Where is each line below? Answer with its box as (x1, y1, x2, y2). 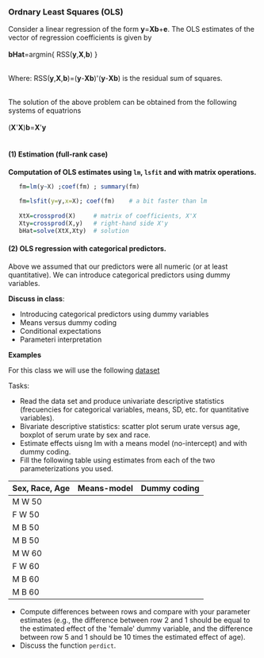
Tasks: (8, 381, 30, 390)
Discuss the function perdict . (19, 641, 117, 650)
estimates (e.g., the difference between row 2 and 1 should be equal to (19, 615, 251, 625)
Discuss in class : (8, 293, 65, 304)
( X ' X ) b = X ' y (8, 122, 47, 133)
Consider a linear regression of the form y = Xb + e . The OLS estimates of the (8, 25, 255, 34)
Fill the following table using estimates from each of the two (19, 455, 216, 465)
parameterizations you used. (19, 463, 113, 473)
